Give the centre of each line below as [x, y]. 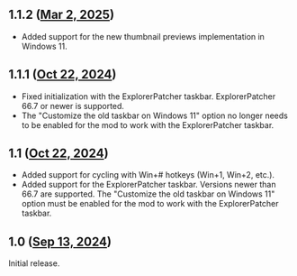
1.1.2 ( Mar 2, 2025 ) [61, 15]
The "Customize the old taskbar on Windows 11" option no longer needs [155, 115]
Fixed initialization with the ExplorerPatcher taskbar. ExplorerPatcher [148, 96]
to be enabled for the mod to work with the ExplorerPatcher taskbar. [148, 124]
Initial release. [34, 263]
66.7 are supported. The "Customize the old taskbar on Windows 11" [148, 194]
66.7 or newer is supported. [73, 106]
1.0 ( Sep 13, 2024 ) [60, 241]
